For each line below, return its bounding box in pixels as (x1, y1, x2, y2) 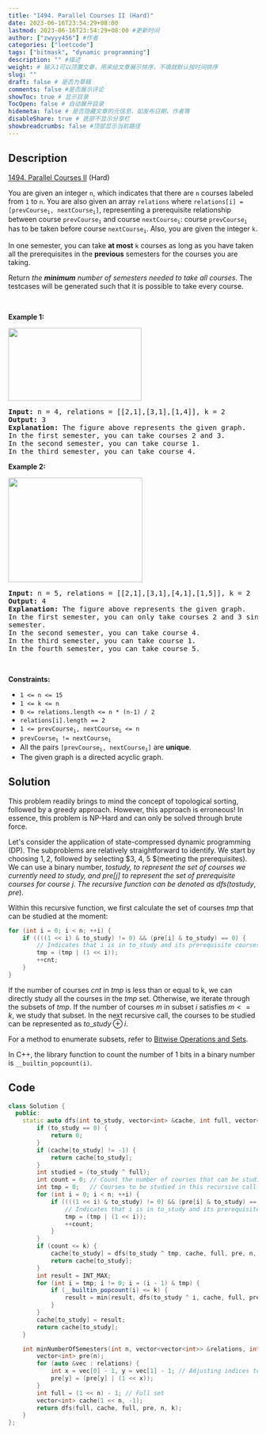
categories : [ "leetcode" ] (8, 41, 93, 49)
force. (8, 822, 28, 831)
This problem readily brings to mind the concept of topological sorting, (8, 796, 239, 806)
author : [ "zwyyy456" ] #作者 (8, 33, 99, 42)
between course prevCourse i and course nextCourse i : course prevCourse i (8, 214, 248, 225)
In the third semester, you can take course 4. (8, 447, 196, 456)
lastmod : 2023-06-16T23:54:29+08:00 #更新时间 (8, 26, 160, 34)
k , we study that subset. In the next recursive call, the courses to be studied (8, 1010, 256, 1020)
